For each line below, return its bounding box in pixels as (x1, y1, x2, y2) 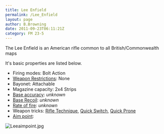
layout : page (5, 17, 33, 22)
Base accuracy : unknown (12, 92, 66, 97)
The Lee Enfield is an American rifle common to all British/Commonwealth (5, 45, 159, 51)
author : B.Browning (5, 21, 47, 27)
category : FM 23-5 (5, 31, 44, 36)
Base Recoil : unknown (12, 97, 59, 103)
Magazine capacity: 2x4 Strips (12, 86, 77, 92)
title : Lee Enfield (5, 7, 47, 13)
